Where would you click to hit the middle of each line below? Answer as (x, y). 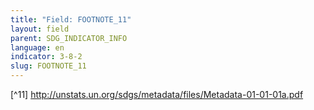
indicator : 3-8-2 (46, 57)
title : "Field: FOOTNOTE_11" (71, 19)
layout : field (40, 29)
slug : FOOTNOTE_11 (48, 66)
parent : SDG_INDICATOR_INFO (69, 38)
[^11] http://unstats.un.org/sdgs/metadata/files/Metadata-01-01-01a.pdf (157, 94)
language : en (37, 47)
